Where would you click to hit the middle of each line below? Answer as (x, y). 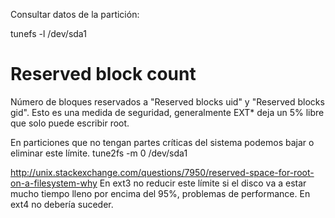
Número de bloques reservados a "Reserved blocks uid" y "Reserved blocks (167, 101)
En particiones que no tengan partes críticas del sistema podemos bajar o (162, 142)
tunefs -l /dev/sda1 (48, 33)
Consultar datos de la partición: (75, 14)
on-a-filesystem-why (54, 183)
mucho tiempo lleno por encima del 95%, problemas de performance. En (160, 193)
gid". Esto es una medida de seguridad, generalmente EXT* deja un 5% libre (167, 112)
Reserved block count (103, 74)
